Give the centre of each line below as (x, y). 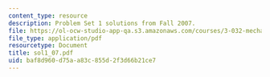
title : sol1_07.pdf (41, 53)
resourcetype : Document (48, 46)
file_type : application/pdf (55, 38)
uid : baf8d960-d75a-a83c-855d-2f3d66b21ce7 (82, 61)
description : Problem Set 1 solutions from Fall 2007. (102, 23)
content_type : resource (48, 16)
